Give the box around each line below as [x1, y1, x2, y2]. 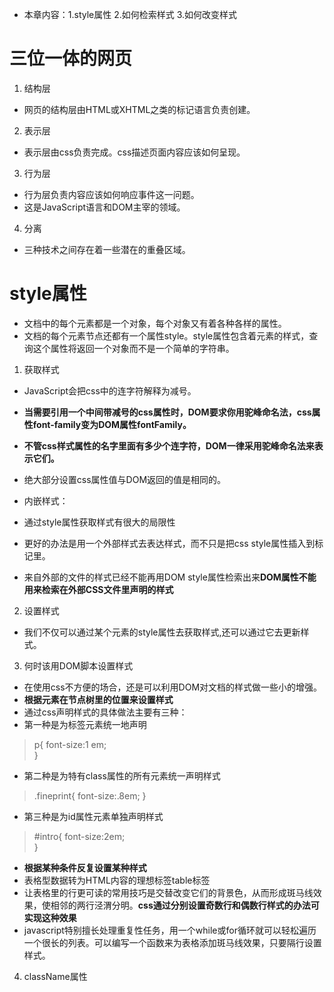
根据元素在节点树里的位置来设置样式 [23, 693, 174, 705]
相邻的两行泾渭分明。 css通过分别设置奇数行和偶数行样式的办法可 [50, 899, 320, 911]
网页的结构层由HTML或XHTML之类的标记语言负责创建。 [23, 103, 256, 115]
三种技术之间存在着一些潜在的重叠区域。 [23, 243, 191, 255]
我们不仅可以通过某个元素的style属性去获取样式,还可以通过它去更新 [23, 626, 301, 638]
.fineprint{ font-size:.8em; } [33, 789, 147, 802]
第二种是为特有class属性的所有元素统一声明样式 [23, 769, 221, 782]
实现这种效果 [23, 911, 77, 923]
